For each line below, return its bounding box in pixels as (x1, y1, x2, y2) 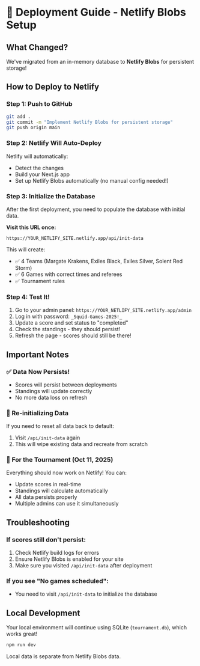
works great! (6, 631, 38, 638)
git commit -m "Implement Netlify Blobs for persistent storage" (6, 119, 173, 125)
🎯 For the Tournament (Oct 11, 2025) (6, 456, 114, 464)
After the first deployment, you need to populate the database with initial (6, 206, 186, 213)
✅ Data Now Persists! (6, 367, 70, 376)
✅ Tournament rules (14, 277, 65, 284)
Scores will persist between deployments (14, 381, 117, 388)
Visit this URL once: (6, 224, 56, 231)
